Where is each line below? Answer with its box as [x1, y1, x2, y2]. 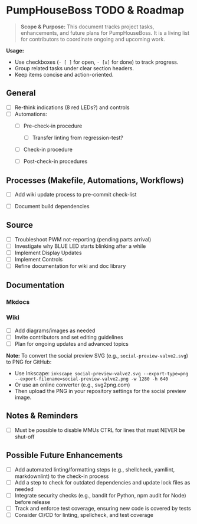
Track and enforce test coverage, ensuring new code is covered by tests [14, 505, 191, 512]
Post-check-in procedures [23, 158, 88, 165]
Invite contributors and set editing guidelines [14, 333, 123, 340]
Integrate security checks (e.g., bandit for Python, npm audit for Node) [14, 492, 187, 499]
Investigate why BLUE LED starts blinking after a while [14, 243, 146, 250]
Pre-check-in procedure [23, 122, 83, 129]
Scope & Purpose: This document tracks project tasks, [20, 23, 155, 30]
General [6, 88, 37, 98]
